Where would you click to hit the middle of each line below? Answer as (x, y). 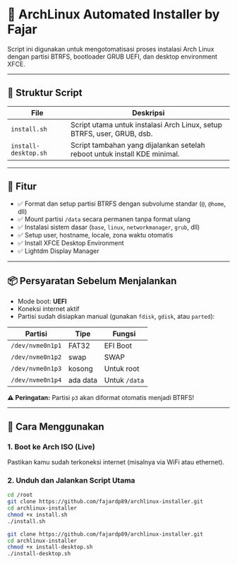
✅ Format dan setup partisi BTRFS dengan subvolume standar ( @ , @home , (122, 204)
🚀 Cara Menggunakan (56, 427)
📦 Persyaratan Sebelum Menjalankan (92, 281)
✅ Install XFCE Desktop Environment (71, 242)
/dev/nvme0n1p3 (36, 369)
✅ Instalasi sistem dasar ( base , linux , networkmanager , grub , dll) (109, 227)
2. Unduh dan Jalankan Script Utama (71, 480)
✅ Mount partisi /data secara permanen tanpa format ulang (104, 219)
